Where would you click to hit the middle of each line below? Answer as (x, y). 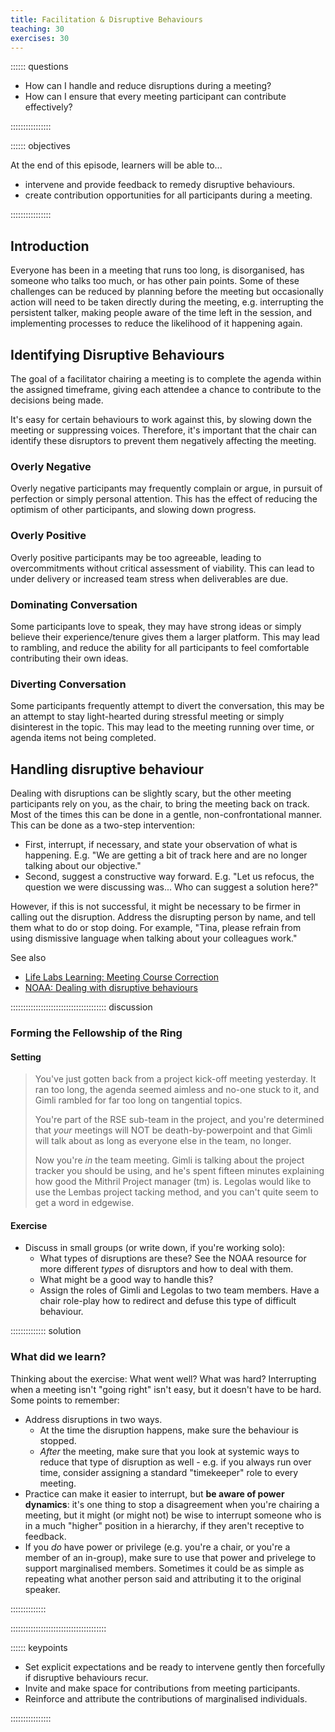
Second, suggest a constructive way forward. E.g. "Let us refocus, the (169, 876)
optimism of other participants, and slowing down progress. (133, 510)
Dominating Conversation (74, 604)
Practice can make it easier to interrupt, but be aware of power (154, 1493)
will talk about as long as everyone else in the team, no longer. (163, 1141)
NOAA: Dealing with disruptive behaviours (111, 987)
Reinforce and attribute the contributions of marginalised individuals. (166, 1698)
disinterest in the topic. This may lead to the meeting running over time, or (162, 727)
